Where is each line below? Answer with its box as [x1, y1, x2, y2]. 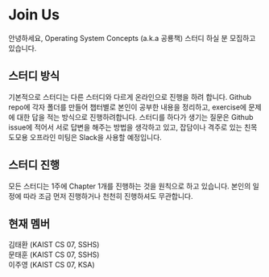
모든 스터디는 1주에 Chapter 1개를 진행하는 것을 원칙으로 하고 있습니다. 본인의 [8, 181, 251, 191]
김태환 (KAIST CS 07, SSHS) [8, 240, 100, 250]
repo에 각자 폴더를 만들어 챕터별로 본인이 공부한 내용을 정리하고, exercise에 [8, 102, 247, 112]
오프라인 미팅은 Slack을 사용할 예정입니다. [29, 132, 163, 142]
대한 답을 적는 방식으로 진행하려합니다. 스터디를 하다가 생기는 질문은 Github [16, 112, 254, 122]
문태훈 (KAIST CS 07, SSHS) [8, 250, 100, 259]
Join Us [8, 6, 60, 24]
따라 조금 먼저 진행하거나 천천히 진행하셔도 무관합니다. [23, 191, 193, 201]
